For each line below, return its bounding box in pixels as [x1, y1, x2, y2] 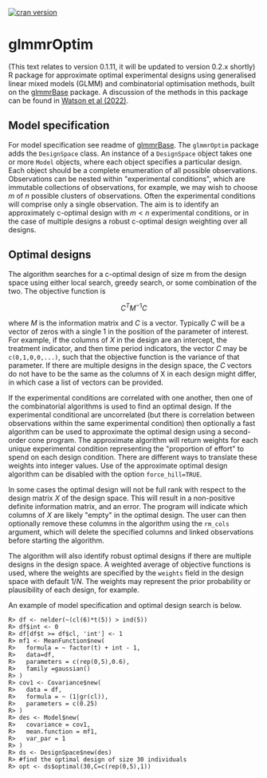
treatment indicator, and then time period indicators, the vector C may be [8, 344, 248, 353]
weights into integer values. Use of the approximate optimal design [8, 461, 228, 471]
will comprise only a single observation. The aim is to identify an [8, 199, 219, 209]
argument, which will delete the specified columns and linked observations [8, 527, 253, 537]
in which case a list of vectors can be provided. [8, 377, 163, 387]
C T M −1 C [120, 302, 147, 313]
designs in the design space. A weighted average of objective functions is [8, 559, 251, 570]
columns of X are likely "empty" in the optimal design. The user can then [8, 511, 247, 520]
